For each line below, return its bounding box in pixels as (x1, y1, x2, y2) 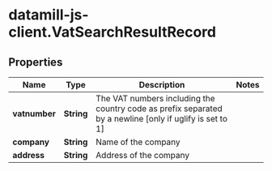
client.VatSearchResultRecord (8, 23, 217, 41)
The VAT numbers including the (96, 93, 216, 104)
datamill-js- (8, 6, 89, 24)
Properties (8, 55, 63, 69)
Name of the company (96, 136, 181, 147)
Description (138, 79, 185, 90)
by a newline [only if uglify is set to (96, 113, 228, 124)
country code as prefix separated (96, 103, 223, 114)
